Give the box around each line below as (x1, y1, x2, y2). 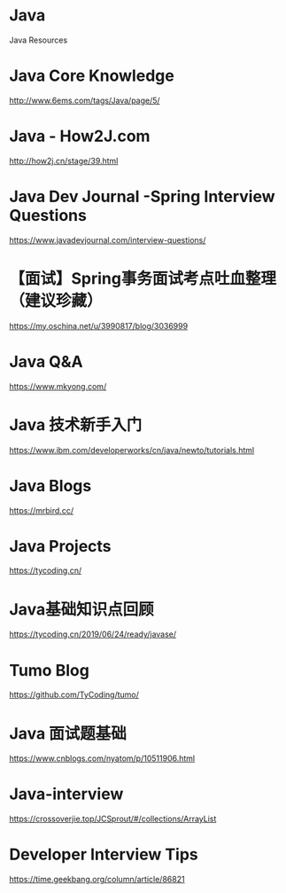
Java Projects (9, 536, 112, 556)
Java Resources (9, 35, 68, 45)
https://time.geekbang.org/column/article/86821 (9, 874, 185, 885)
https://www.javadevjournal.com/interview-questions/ (9, 234, 206, 245)
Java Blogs (9, 475, 92, 496)
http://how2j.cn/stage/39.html (9, 155, 119, 166)
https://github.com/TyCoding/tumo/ (9, 689, 140, 701)
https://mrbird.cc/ (9, 505, 73, 515)
